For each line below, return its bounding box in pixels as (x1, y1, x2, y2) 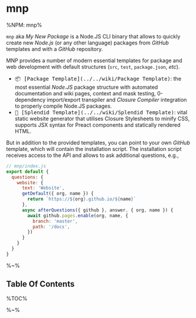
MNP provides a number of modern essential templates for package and (6, 57, 182, 64)
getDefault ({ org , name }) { (21, 191, 94, 197)
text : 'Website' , (21, 185, 65, 191)
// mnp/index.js (6, 163, 46, 169)
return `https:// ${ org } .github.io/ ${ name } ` (27, 196, 136, 203)
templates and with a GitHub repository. (6, 45, 103, 52)
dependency (14, 96, 46, 103)
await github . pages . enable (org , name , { (27, 213, 128, 219)
